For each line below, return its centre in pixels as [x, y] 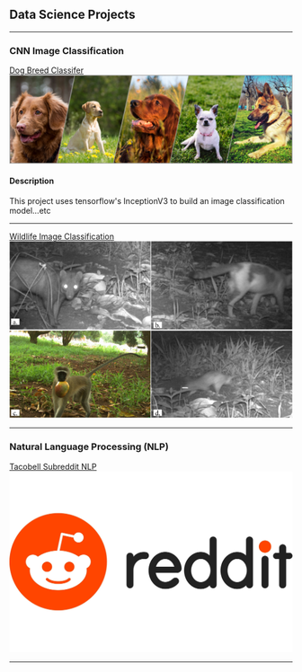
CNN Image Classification [67, 50]
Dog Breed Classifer [46, 70]
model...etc [30, 210]
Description [32, 181]
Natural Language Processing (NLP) [89, 447]
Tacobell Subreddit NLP [53, 466]
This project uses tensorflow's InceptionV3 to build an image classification [147, 200]
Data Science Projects [72, 15]
